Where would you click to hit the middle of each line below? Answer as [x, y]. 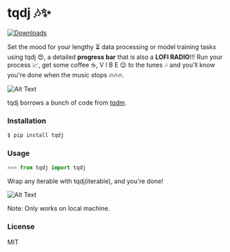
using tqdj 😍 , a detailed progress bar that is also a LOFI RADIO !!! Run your [115, 57]
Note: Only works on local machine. [59, 208]
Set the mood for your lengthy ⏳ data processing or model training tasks [111, 46]
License [21, 227]
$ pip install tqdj [36, 135]
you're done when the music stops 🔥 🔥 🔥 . [66, 74]
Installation [27, 121]
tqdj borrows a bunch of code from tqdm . [67, 102]
